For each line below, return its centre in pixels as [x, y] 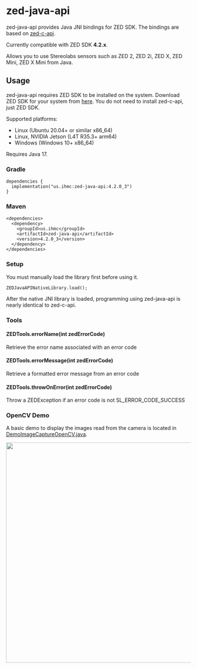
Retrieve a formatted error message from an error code [73, 374]
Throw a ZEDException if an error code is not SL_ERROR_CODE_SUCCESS [96, 400]
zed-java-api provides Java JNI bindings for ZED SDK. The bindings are [93, 27]
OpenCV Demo [28, 415]
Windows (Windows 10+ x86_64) [54, 143]
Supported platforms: [32, 119]
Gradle [16, 169]
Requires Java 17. [27, 154]
